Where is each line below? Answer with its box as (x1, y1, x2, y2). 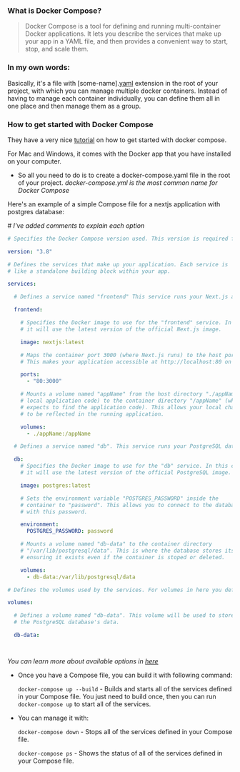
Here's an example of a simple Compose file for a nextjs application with (7, 199, 221, 209)
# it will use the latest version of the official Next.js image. (20, 326, 222, 333)
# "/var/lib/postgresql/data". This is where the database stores (20, 547, 222, 555)
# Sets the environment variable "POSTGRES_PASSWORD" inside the (20, 495, 219, 502)
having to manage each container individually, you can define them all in (7, 94, 220, 102)
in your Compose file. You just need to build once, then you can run (17, 692, 216, 701)
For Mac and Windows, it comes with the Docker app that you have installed (7, 149, 231, 158)
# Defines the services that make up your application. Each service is (7, 261, 229, 268)
